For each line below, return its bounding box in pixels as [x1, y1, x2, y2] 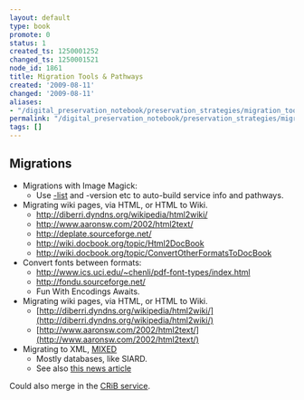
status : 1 [9, 38, 47, 48]
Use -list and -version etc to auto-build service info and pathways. [35, 189, 284, 200]
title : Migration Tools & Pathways [9, 72, 144, 81]
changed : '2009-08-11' [9, 89, 95, 98]
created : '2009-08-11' [9, 81, 95, 90]
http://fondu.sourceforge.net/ [35, 276, 147, 287]
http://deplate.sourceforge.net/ [35, 228, 152, 239]
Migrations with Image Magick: [22, 180, 138, 191]
